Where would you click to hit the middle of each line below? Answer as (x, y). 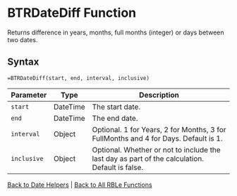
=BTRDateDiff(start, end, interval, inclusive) (79, 78)
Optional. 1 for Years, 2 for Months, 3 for (159, 129)
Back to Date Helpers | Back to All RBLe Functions (80, 185)
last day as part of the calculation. (148, 158)
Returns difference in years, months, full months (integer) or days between (116, 32)
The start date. (116, 107)
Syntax (23, 62)
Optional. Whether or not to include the (156, 150)
